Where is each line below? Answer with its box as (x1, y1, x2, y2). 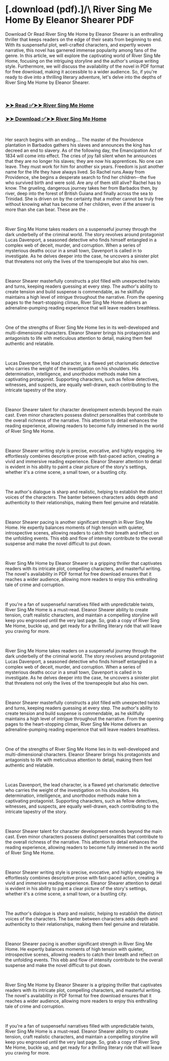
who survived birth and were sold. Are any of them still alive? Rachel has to (5, 180, 161, 186)
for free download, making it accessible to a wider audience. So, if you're (5, 68, 157, 74)
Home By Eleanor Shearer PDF (5, 14, 135, 26)
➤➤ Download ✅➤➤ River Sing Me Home (5, 115, 107, 122)
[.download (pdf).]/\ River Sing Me (5, 4, 152, 15)
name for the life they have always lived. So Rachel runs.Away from (5, 169, 145, 175)
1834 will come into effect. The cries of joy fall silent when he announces (5, 153, 157, 159)
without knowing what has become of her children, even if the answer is (5, 201, 155, 207)
